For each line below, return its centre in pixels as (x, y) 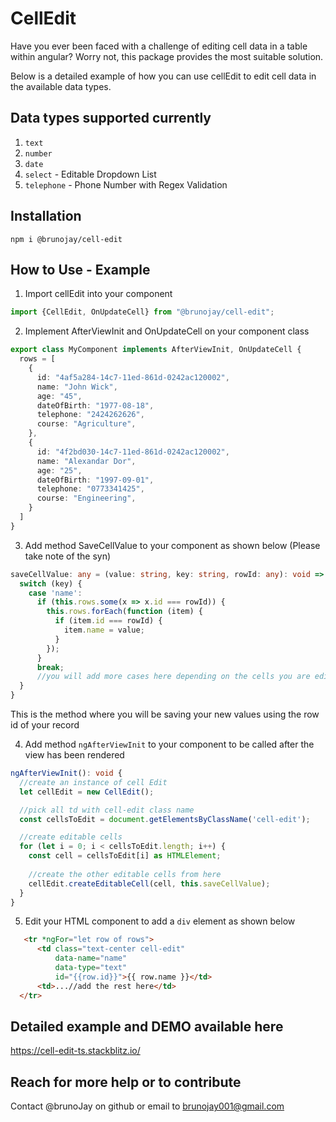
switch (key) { (51, 583)
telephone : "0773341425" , (90, 489)
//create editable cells (71, 837)
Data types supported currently (111, 118)
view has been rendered (74, 755)
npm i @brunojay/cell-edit (66, 239)
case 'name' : (55, 593)
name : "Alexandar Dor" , (86, 461)
